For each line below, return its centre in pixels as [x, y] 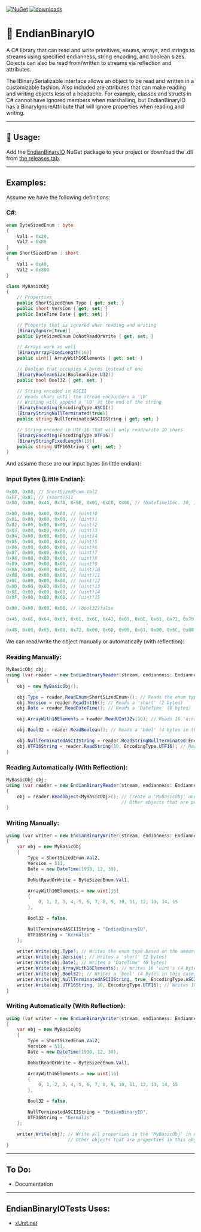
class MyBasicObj [28, 286]
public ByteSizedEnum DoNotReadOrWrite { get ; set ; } [85, 336]
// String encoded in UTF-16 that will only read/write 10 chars [100, 429]
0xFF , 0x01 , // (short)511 [40, 497]
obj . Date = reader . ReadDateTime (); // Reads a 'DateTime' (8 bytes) [104, 708]
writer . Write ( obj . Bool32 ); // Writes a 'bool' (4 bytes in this [99, 974]
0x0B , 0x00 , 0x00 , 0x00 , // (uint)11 [53, 575]
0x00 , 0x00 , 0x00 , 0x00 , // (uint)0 [52, 514]
